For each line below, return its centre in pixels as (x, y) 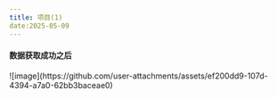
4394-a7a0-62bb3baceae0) (61, 85)
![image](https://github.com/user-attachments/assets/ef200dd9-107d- (139, 76)
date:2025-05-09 (39, 26)
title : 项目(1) (36, 17)
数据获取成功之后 (41, 55)
